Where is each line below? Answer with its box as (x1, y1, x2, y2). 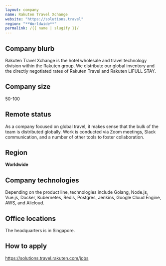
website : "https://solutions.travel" (5, 16, 84, 21)
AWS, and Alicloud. (5, 200, 45, 206)
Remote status (5, 110, 51, 119)
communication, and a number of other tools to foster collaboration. (5, 134, 145, 140)
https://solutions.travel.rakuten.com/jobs (5, 255, 89, 261)
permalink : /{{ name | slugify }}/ (5, 26, 79, 31)
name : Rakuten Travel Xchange (5, 12, 68, 17)
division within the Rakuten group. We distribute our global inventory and (5, 63, 155, 69)
